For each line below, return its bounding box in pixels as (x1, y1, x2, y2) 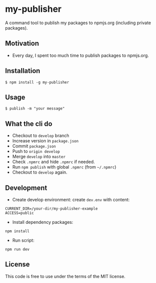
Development (5, 183, 48, 192)
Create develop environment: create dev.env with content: (12, 197, 130, 203)
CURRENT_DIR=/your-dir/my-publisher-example (5, 206, 98, 211)
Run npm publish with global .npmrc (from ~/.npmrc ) (12, 164, 117, 170)
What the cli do (5, 119, 53, 128)
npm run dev (5, 247, 30, 252)
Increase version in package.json (12, 138, 79, 144)
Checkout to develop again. (12, 169, 67, 176)
